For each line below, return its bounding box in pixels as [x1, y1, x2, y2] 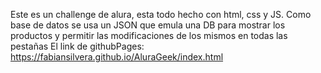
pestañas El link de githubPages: [10, 40, 145, 52]
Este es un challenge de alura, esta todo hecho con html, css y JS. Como [10, 9, 312, 20]
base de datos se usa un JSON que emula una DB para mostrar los [10, 19, 286, 31]
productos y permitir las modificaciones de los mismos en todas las [10, 30, 288, 41]
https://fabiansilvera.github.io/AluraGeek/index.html [10, 51, 224, 63]
